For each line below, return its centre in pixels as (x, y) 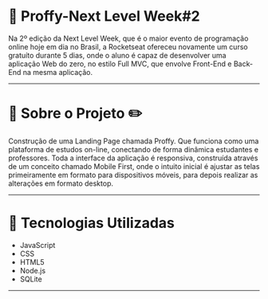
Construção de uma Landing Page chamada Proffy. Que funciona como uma (134, 141)
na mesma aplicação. (58, 72)
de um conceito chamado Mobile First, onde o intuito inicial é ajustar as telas (134, 166)
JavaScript (37, 245)
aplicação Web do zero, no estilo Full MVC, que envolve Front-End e (120, 64)
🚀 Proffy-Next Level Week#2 (104, 16)
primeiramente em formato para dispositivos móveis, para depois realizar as (133, 175)
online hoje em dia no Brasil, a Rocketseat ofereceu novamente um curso (128, 46)
